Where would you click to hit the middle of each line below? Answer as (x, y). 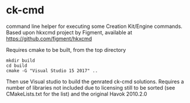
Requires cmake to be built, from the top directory (66, 49)
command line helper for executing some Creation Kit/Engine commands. (94, 26)
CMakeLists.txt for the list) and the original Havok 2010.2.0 (77, 94)
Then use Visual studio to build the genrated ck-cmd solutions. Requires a (95, 81)
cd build (17, 65)
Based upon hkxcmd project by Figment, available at (69, 32)
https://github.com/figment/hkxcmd (49, 38)
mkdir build (20, 61)
